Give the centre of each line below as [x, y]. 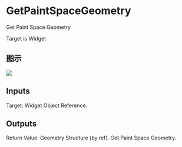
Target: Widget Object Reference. [47, 105]
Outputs [21, 124]
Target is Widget [26, 38]
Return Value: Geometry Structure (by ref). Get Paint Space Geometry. [91, 138]
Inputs [18, 91]
